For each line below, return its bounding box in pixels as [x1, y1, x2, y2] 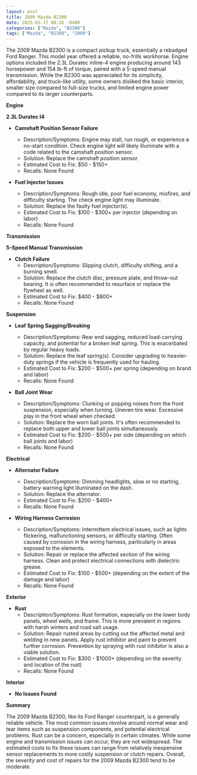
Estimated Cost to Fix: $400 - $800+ [23, 293, 113, 300]
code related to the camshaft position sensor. [23, 148, 133, 156]
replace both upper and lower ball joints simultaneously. [23, 425, 159, 433]
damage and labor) [23, 576, 70, 583]
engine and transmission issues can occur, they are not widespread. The [6, 738, 182, 745]
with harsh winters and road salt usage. [23, 624, 119, 631]
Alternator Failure [14, 467, 59, 474]
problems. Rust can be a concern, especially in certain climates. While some [6, 732, 191, 739]
